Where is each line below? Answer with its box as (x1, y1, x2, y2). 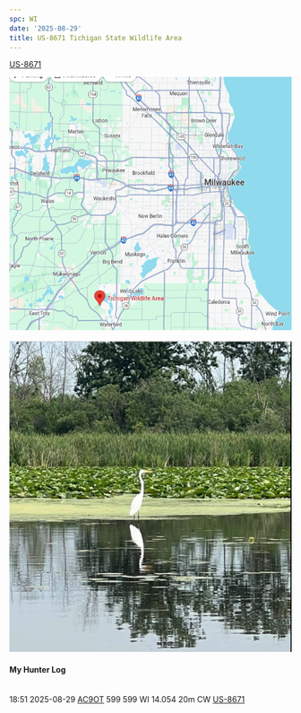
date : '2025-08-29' (9, 23, 82, 33)
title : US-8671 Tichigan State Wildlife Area (9, 33, 182, 42)
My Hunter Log (9, 664, 66, 674)
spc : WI (9, 14, 39, 23)
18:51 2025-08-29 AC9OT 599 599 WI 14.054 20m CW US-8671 (9, 693, 245, 704)
